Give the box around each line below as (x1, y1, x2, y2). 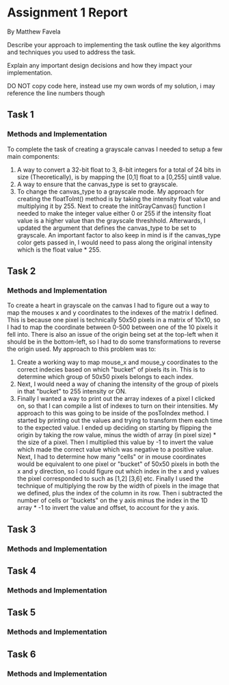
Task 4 (7, 565, 36, 577)
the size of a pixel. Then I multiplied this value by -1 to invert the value (16, 438, 214, 446)
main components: (7, 152, 59, 160)
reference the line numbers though (7, 89, 105, 97)
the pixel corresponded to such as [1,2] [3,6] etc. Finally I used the (16, 474, 204, 483)
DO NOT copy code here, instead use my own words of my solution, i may (7, 81, 215, 90)
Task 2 (7, 266, 36, 277)
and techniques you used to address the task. (7, 48, 136, 56)
